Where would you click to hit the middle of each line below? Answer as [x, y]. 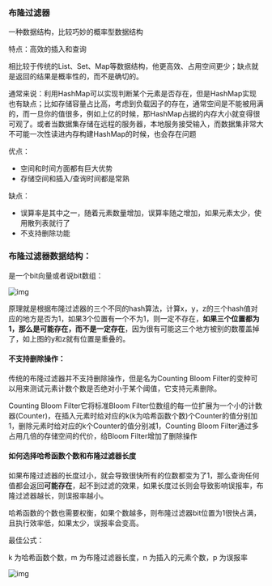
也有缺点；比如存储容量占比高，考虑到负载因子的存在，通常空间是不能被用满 [136, 104]
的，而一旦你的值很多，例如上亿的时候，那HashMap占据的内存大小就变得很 [134, 114]
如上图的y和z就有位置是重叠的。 [76, 338]
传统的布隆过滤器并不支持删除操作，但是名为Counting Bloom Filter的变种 [130, 378]
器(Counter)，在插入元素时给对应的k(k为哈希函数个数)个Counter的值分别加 [133, 415]
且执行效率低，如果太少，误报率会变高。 [76, 523]
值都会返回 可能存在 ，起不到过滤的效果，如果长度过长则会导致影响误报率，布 [136, 486]
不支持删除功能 [45, 233]
